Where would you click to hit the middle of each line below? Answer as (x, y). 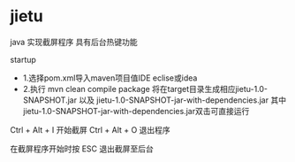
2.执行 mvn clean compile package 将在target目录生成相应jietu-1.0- (145, 89)
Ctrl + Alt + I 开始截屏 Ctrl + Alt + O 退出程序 (90, 129)
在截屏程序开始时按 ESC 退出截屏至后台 (82, 149)
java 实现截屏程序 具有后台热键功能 (74, 42)
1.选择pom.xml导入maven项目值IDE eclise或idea (110, 78)
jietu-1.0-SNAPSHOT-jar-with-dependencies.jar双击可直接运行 (136, 111)
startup (23, 59)
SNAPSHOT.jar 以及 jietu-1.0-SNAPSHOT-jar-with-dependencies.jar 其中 (154, 100)
